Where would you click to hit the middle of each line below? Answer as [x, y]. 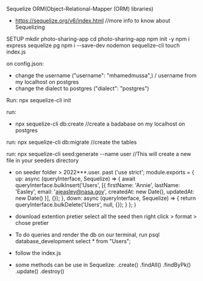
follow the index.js [38, 253]
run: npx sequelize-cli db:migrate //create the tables [72, 142]
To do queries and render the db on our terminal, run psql [87, 235]
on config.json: [25, 64]
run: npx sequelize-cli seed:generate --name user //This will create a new [99, 154]
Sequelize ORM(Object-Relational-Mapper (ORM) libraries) [80, 9]
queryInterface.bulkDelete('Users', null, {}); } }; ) [76, 205]
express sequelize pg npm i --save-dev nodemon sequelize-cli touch [93, 45]
